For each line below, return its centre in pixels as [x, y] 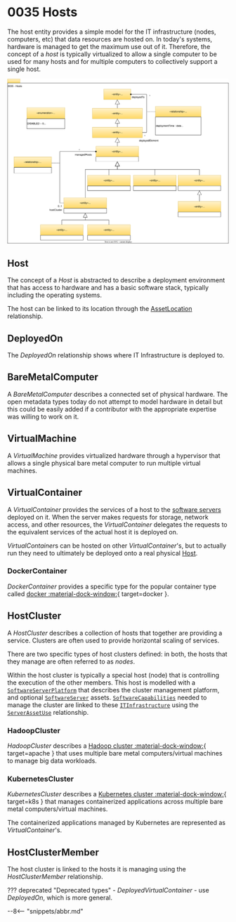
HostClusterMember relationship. [55, 877]
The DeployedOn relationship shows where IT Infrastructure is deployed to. [116, 355]
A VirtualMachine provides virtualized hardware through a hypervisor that [114, 455]
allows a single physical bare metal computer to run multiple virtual [104, 463]
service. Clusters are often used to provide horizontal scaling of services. [113, 640]
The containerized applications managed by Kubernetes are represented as [117, 823]
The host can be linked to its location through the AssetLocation [100, 309]
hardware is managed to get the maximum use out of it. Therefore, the [109, 46]
